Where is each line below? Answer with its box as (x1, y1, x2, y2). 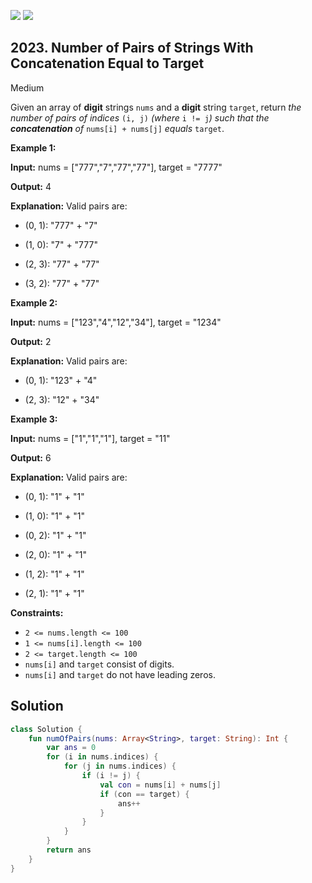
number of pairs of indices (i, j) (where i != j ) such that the (10, 111, 270, 124)
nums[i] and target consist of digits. (24, 658, 175, 670)
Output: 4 (10, 180, 52, 192)
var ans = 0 (46, 743, 97, 753)
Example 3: (10, 413, 58, 425)
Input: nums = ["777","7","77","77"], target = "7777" (10, 161, 223, 173)
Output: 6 (10, 451, 52, 464)
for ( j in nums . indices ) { (63, 761, 177, 772)
